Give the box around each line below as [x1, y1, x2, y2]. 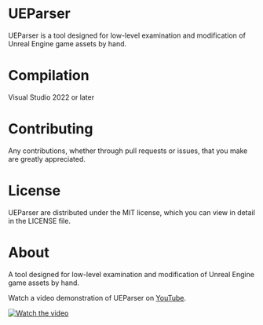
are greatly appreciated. [8, 154, 86, 163]
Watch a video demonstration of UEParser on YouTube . [8, 293, 187, 302]
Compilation [8, 67, 89, 85]
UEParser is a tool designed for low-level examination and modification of [8, 31, 246, 40]
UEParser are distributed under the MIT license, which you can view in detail [8, 207, 255, 217]
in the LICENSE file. [8, 216, 71, 225]
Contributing [8, 120, 93, 138]
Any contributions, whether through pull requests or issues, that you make [8, 146, 248, 155]
